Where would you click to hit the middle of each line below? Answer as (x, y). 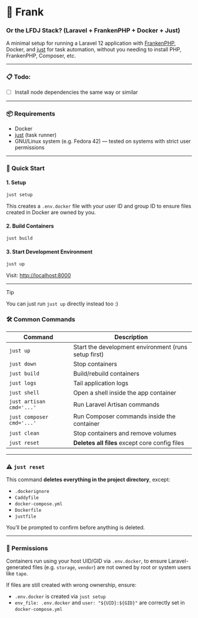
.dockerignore (32, 491)
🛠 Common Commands (41, 320)
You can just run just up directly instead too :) (62, 304)
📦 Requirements (31, 113)
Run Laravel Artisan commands (116, 405)
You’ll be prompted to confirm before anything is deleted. (76, 527)
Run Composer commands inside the (124, 416)
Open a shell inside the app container (125, 393)
